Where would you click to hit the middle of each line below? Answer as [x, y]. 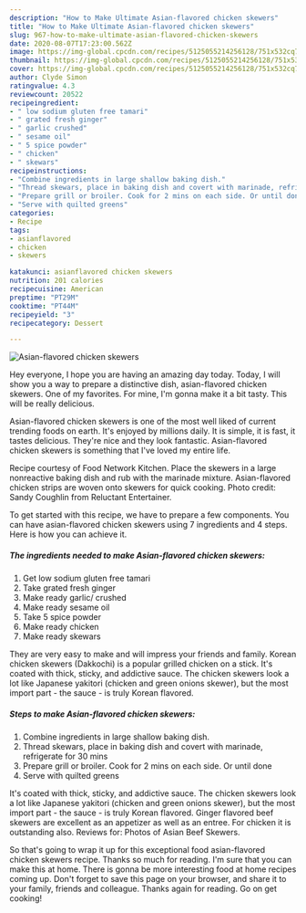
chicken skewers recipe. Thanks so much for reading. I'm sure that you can [151, 860]
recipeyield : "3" [42, 315]
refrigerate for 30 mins [65, 756]
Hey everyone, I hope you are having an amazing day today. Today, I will [145, 374]
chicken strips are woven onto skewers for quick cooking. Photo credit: [143, 488]
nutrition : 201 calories [56, 281]
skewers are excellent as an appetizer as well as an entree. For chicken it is [150, 823]
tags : [20, 230]
